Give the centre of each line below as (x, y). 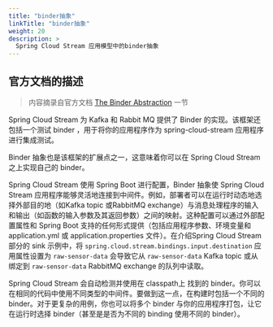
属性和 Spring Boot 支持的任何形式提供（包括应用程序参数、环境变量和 (133, 225)
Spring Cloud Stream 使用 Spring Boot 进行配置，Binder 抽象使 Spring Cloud (136, 185)
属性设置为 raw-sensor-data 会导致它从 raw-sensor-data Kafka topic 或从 (136, 255)
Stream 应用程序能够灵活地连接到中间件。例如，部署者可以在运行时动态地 (132, 194)
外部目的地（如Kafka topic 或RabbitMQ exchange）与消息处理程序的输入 (137, 205)
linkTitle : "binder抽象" (49, 24)
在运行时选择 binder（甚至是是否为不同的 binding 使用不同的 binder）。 (127, 313)
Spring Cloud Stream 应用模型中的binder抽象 (87, 46)
